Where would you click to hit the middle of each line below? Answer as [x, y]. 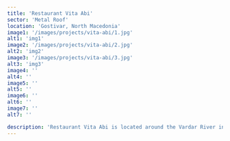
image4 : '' [23, 70]
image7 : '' [23, 108]
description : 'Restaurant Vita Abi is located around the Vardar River [111, 127]
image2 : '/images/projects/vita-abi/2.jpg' [70, 45]
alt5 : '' [20, 89]
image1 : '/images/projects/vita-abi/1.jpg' [70, 32]
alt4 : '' [20, 77]
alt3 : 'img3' [26, 64]
